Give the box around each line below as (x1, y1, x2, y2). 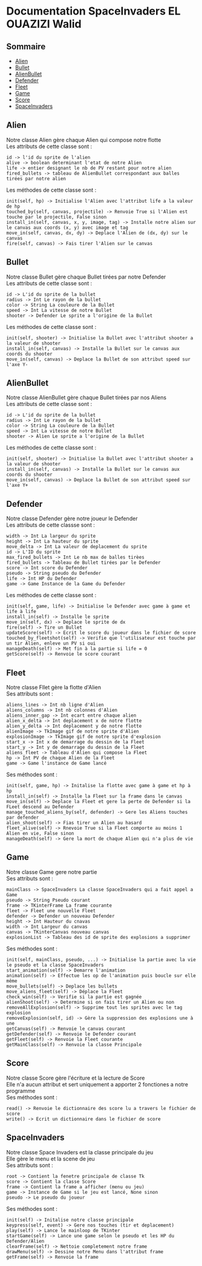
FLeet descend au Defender (6, 804, 74, 810)
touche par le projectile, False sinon (6, 214, 107, 220)
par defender (6, 814, 39, 821)
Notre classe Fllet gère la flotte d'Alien (6, 684, 102, 691)
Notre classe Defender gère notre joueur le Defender (6, 515, 138, 523)
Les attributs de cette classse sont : (6, 521, 95, 529)
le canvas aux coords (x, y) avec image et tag (6, 225, 129, 231)
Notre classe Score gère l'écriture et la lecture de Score (6, 1074, 145, 1082)
